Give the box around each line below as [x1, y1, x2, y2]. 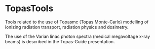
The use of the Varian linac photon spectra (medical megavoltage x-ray [5, 33, 151, 39]
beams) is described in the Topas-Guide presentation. [5, 38, 115, 44]
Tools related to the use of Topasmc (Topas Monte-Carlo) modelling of [5, 19, 149, 25]
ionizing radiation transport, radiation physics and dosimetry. [5, 24, 129, 30]
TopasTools [5, 3, 53, 14]
